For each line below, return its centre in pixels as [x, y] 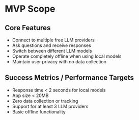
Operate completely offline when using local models [67, 56]
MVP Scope [30, 9]
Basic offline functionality [39, 112]
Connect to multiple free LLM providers [53, 40]
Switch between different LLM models [52, 51]
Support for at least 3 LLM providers [50, 106]
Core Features [28, 28]
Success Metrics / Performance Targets [69, 78]
